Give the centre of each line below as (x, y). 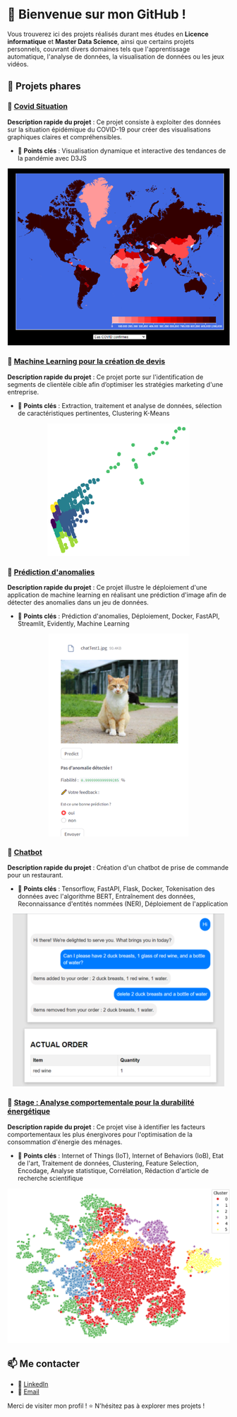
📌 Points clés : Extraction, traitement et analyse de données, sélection (120, 405)
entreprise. (23, 392)
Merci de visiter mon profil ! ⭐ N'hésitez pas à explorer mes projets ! (106, 1406)
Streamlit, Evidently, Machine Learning (73, 623)
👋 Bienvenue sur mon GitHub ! (97, 14)
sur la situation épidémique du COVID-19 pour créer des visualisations (109, 129)
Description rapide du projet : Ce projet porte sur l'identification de (105, 377)
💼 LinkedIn (33, 1384)
